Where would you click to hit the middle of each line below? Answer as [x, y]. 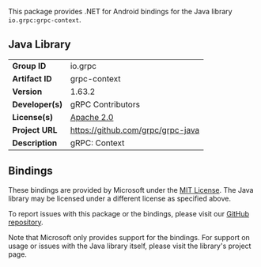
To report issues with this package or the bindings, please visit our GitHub [129, 213]
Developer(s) [38, 104]
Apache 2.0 [92, 117]
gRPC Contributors [105, 104]
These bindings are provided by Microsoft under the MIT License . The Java [131, 190]
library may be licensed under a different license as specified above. [120, 198]
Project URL [35, 130]
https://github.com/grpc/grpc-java [135, 130]
